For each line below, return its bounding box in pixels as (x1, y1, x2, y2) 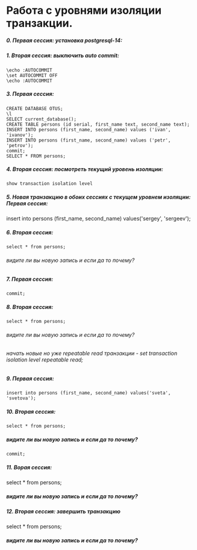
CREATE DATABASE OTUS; (6, 105, 63, 111)
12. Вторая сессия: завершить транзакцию (6, 508, 120, 515)
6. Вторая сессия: (6, 229, 54, 236)
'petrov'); (6, 142, 34, 148)
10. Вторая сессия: (6, 408, 56, 415)
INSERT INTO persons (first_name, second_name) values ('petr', (6, 137, 171, 143)
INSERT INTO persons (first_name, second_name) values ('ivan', (6, 127, 171, 133)
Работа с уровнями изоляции (6, 4, 161, 17)
